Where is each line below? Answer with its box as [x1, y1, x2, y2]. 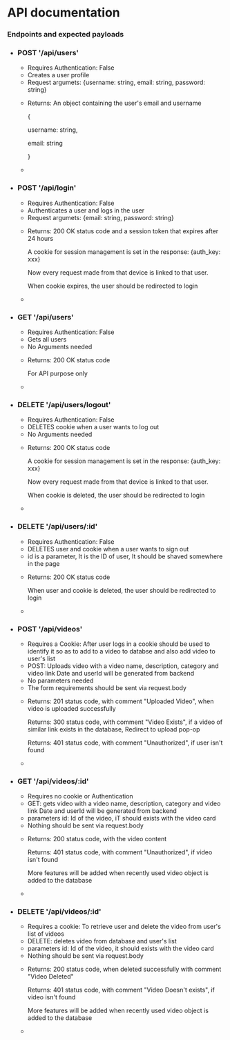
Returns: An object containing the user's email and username [27, 99, 202, 108]
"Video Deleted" [27, 972, 74, 981]
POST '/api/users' [17, 48, 79, 58]
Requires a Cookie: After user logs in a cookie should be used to [27, 640, 211, 648]
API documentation [7, 5, 121, 21]
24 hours [27, 234, 54, 242]
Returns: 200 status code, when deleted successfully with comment [27, 965, 222, 974]
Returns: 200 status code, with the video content [27, 835, 167, 843]
